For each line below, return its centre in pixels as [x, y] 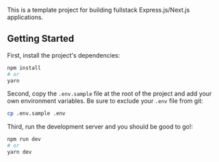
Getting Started [41, 39]
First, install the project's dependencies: [64, 55]
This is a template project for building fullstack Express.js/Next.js [99, 10]
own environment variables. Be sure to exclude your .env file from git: [105, 101]
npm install [24, 68]
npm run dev [24, 139]
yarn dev [20, 152]
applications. [25, 17]
